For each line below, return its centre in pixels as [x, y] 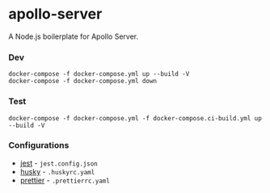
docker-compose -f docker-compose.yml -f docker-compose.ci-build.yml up [135, 118]
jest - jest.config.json [59, 163]
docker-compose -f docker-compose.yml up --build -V [99, 74]
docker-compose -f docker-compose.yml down [83, 82]
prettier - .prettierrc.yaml [65, 180]
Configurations [39, 145]
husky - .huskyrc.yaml [57, 171]
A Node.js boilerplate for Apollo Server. [74, 36]
